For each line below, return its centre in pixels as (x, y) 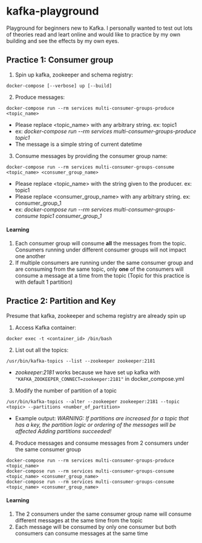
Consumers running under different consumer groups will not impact (100, 250)
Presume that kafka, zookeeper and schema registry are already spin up (96, 316)
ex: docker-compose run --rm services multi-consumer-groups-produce (106, 131)
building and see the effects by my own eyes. (63, 41)
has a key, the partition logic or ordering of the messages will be (96, 425)
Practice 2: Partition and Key (61, 301)
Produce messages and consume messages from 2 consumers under (102, 443)
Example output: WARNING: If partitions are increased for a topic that (102, 418)
